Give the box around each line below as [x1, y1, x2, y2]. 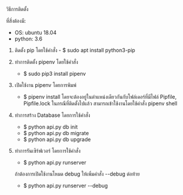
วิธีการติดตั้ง [6, 6, 29, 12]
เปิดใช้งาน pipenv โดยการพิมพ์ [14, 82, 77, 88]
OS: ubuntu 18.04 [14, 29, 57, 36]
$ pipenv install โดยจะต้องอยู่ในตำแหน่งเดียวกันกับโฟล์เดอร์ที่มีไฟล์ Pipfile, [23, 93, 177, 100]
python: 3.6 [14, 35, 43, 42]
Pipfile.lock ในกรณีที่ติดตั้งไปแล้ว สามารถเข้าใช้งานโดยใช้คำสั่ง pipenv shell [23, 100, 178, 107]
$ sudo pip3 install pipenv [23, 70, 86, 77]
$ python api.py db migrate [23, 130, 89, 136]
